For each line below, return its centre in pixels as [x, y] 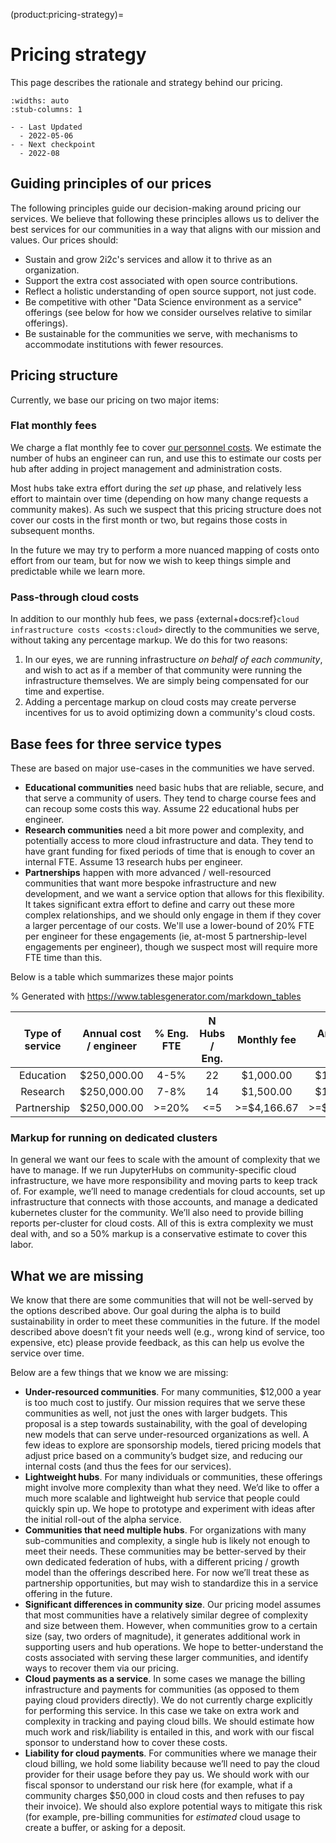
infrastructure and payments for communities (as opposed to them [162, 1690]
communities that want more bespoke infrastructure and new [150, 883]
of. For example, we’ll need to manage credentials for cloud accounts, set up [168, 1191]
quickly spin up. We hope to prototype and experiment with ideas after [170, 1509]
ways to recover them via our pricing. [101, 1668]
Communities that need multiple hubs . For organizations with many [165, 1530]
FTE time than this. [63, 957]
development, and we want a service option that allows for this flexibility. [174, 893]
